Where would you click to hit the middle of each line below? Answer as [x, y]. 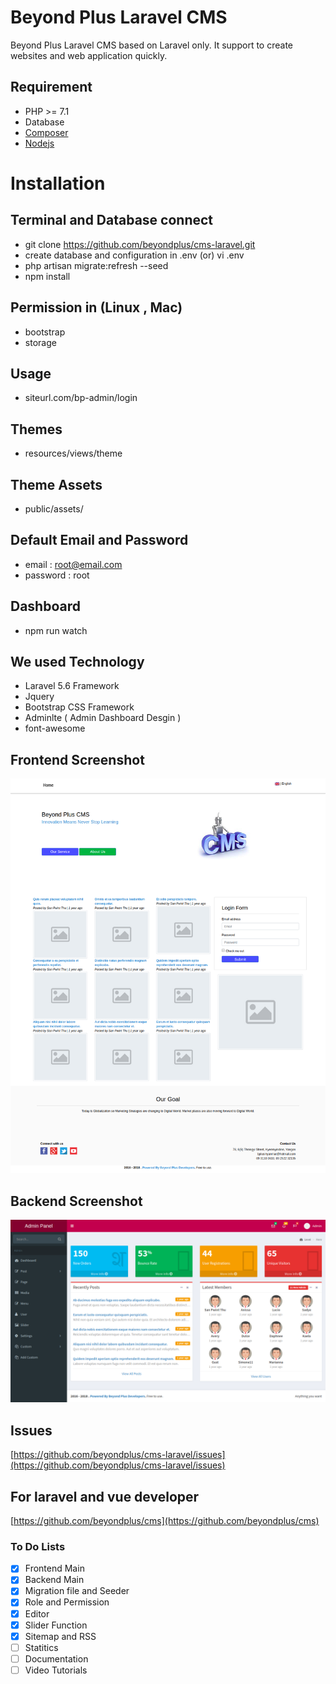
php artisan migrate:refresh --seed [96, 265]
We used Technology [77, 662]
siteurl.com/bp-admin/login [81, 398]
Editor [37, 1613]
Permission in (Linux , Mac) [96, 307]
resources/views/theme [73, 453]
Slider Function [56, 1625]
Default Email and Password [99, 540]
